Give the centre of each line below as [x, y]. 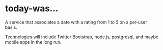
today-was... [32, 9]
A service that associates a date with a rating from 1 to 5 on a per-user [76, 22]
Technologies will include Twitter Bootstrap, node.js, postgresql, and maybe [82, 37]
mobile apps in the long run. [33, 42]
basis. [11, 27]
